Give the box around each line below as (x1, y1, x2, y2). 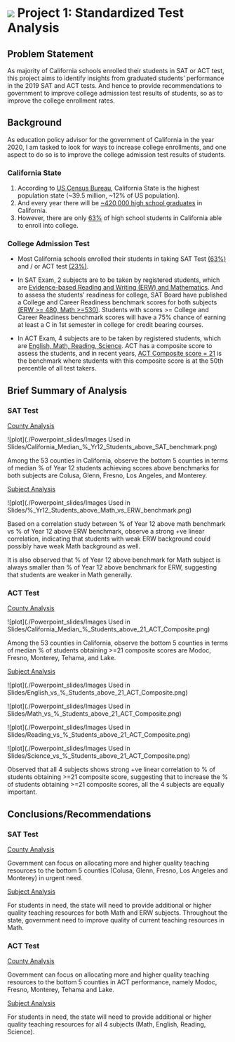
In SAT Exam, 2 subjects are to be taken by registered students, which (17, 276, 220, 284)
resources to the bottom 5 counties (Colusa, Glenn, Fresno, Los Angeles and (7, 866, 228, 875)
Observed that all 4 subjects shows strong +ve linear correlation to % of (7, 765, 216, 774)
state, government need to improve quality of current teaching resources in (7, 916, 224, 925)
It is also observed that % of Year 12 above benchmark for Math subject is (7, 555, 221, 564)
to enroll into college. (17, 221, 79, 230)
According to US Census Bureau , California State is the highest (17, 184, 200, 193)
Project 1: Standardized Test (17, 5, 184, 21)
